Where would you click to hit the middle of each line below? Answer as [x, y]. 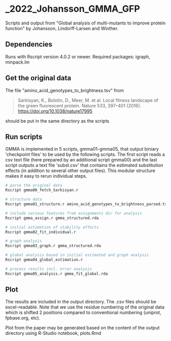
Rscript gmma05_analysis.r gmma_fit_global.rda [57, 274]
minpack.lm [17, 62]
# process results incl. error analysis [49, 269]
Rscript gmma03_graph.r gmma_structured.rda [53, 246]
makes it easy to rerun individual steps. [46, 176]
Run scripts [24, 137]
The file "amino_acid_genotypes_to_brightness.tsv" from [65, 90]
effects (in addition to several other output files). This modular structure [80, 170]
